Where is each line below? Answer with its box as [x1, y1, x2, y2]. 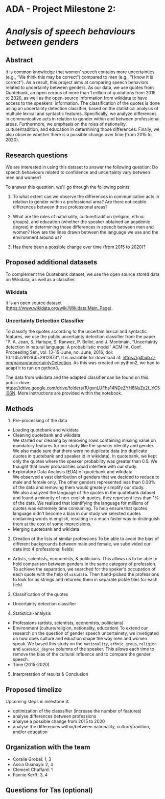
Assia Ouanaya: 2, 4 [12, 761, 53, 767]
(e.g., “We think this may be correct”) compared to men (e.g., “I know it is [5, 74, 154, 80]
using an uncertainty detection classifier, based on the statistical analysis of [5, 106, 159, 112]
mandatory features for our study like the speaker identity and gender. [12, 443, 155, 449]
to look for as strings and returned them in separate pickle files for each [12, 576, 158, 583]
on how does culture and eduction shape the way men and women [12, 635, 147, 642]
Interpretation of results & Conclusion [12, 671, 89, 677]
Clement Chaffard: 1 [12, 767, 53, 772]
